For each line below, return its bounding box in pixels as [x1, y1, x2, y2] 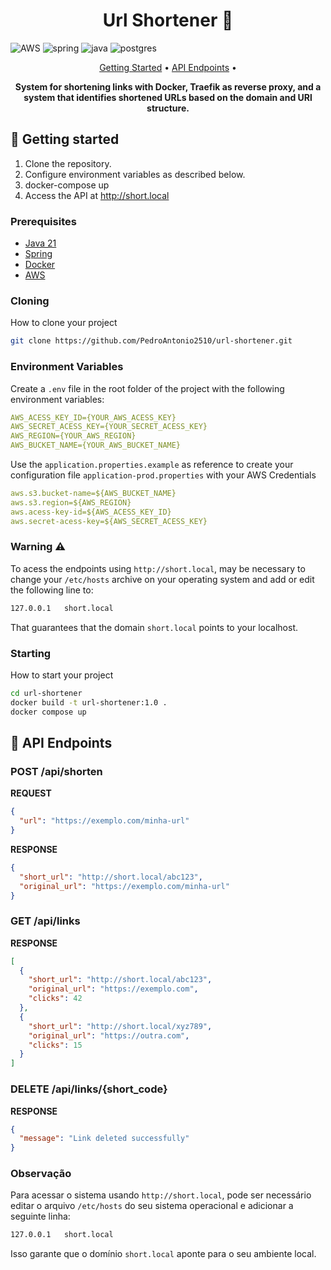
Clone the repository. [24, 157, 112, 169]
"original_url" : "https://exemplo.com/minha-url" [19, 881, 230, 891]
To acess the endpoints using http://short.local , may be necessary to [10, 562, 306, 574]
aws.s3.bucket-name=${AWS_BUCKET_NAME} [10, 489, 177, 499]
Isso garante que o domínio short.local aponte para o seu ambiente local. [10, 1248, 317, 1260]
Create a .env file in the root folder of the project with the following [10, 382, 285, 394]
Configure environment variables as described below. [24, 168, 246, 180]
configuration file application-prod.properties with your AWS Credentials [10, 469, 317, 481]
